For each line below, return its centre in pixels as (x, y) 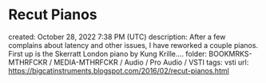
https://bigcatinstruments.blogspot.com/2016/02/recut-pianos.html (119, 70)
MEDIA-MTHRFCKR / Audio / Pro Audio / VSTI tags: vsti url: (151, 62)
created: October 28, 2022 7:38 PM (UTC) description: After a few (117, 37)
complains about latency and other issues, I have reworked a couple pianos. (133, 45)
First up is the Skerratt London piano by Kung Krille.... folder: (108, 53)
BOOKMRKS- (230, 53)
